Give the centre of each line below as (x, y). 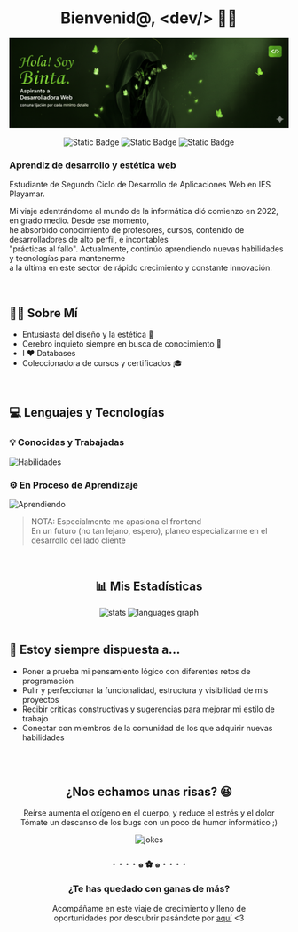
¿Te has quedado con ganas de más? (149, 889)
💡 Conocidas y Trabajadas (67, 442)
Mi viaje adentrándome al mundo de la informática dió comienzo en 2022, (144, 211)
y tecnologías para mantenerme (67, 259)
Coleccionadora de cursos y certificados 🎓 (102, 362)
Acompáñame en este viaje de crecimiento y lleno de (149, 908)
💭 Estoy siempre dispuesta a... (95, 650)
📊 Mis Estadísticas (149, 587)
